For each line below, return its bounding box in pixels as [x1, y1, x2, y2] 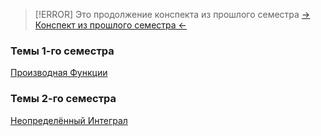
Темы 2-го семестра [10, 92, 117, 106]
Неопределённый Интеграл [10, 114, 128, 126]
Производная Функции [10, 67, 108, 79]
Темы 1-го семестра [10, 44, 115, 58]
